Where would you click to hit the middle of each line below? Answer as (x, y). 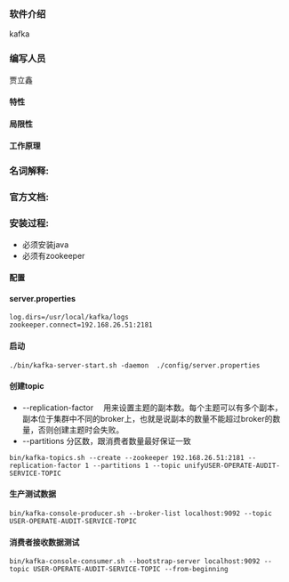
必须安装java (45, 244)
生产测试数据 (32, 494)
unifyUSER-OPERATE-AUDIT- (232, 465)
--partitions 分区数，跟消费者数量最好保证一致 (106, 441)
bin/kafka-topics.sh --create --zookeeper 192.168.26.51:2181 (127, 457)
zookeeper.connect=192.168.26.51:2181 (81, 325)
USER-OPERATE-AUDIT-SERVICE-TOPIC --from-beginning (130, 570)
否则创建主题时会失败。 (81, 430)
